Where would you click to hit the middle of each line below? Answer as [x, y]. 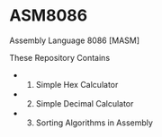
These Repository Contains [60, 57]
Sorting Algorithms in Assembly [94, 123]
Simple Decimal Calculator [85, 103]
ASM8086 [49, 16]
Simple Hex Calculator [77, 84]
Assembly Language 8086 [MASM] [75, 40]
